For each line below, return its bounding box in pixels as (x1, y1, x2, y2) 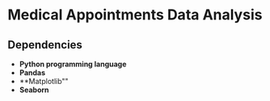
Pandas (19, 68, 46, 78)
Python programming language (19, 59, 127, 69)
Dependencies (7, 38, 82, 52)
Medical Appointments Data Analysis (7, 6, 263, 24)
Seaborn (19, 85, 49, 95)
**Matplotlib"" (19, 77, 70, 86)
